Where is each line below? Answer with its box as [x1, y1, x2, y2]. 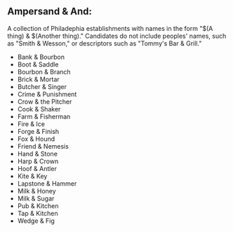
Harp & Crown [17, 157, 59, 165]
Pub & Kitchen [17, 201, 59, 210]
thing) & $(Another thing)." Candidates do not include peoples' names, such [7, 32, 227, 40]
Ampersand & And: [7, 6, 93, 18]
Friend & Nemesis [17, 142, 69, 150]
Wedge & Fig [17, 217, 55, 225]
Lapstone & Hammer [17, 179, 77, 188]
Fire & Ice [17, 119, 46, 128]
